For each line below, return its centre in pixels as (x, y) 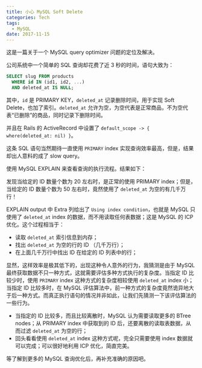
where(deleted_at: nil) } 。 (41, 135)
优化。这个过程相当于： (35, 224)
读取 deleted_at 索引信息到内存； (56, 237)
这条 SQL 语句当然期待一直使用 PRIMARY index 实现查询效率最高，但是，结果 (100, 148)
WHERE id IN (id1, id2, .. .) (48, 82)
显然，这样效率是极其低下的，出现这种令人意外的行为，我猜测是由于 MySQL (101, 265)
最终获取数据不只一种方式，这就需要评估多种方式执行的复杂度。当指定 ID (97, 273)
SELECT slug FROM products (40, 77)
